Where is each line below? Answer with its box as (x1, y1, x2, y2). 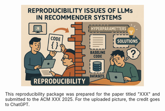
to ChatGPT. (5, 102, 30, 108)
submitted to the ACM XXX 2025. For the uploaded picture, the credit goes (5, 96, 160, 102)
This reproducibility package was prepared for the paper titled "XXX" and (5, 91, 160, 97)
